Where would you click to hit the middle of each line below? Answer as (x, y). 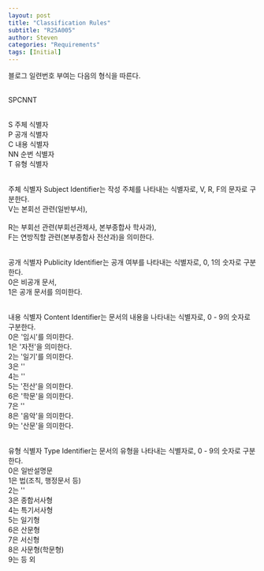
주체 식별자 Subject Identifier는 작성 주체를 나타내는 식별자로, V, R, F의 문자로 (128, 189)
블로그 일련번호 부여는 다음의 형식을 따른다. (74, 75)
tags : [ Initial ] (35, 52)
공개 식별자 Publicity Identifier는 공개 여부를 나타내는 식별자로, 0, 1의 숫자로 (125, 262)
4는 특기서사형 (31, 510)
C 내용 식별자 (29, 144)
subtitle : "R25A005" (42, 30)
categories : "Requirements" (54, 45)
